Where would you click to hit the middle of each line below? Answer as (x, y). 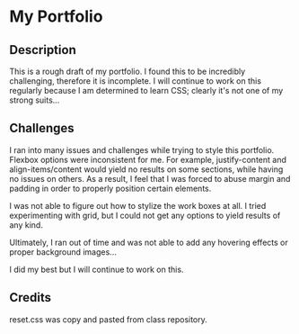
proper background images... (63, 252)
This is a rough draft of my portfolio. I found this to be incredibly (128, 71)
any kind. (26, 225)
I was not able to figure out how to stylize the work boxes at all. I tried (138, 205)
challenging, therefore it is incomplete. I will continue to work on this (136, 81)
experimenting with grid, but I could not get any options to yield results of (145, 215)
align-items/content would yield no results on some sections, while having (146, 169)
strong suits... (35, 100)
